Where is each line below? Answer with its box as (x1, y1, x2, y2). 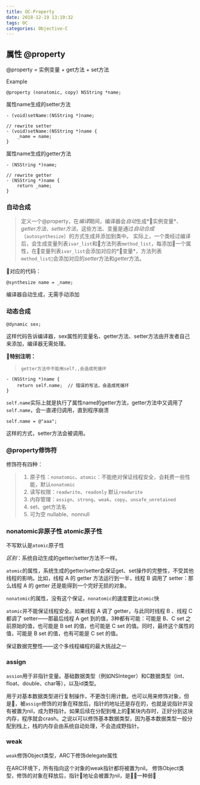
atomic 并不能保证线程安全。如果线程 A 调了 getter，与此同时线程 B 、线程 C (6, 608, 193, 615)
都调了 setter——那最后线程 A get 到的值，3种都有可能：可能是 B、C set (6, 615, 184, 622)
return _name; (17, 183, 52, 189)
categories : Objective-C (6, 25, 68, 32)
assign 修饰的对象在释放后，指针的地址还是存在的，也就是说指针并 (25, 700, 188, 707)
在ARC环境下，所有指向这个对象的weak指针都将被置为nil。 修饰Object (6, 764, 179, 771)
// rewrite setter (6, 123, 52, 129)
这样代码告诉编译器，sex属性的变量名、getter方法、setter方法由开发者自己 (6, 332, 190, 339)
